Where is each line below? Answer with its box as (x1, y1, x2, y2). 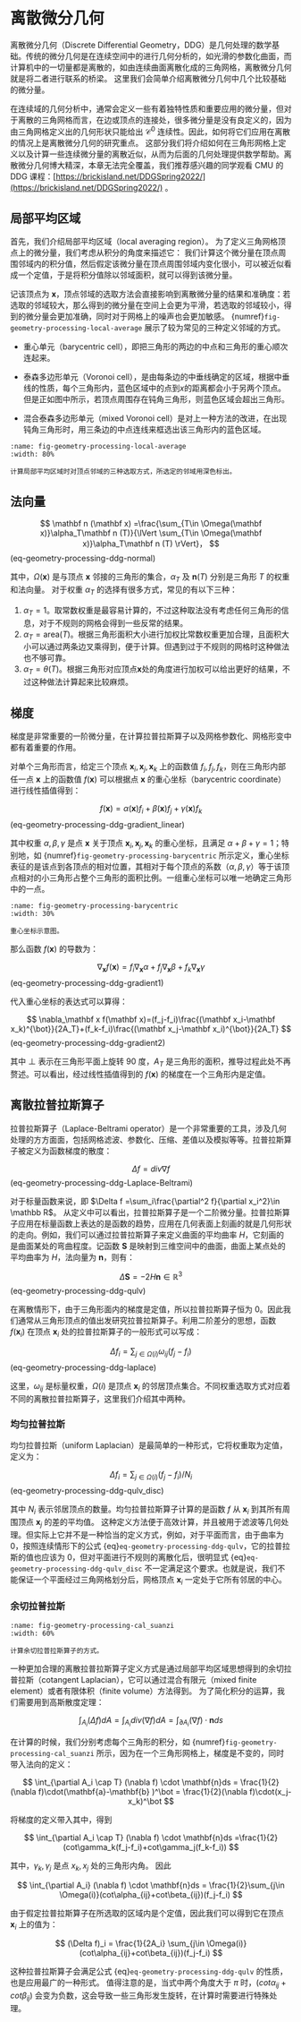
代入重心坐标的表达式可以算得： (10, 996, 128, 1007)
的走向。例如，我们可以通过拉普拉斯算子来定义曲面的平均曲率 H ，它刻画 (10, 1229, 277, 1240)
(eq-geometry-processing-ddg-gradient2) (10, 1038, 166, 1049)
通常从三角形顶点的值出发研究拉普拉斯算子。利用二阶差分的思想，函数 (17, 1315, 276, 1326)
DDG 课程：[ (10, 171, 56, 182)
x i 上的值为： (10, 1918, 58, 1932)
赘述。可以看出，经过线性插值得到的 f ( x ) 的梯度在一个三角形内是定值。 (10, 1069, 271, 1079)
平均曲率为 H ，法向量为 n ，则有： (10, 1251, 135, 1263)
